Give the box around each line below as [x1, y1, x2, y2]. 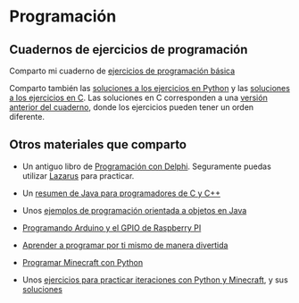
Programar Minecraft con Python [21, 257, 144, 267]
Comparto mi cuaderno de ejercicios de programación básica [9, 65, 236, 76]
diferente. [9, 112, 46, 122]
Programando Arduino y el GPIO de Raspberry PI [21, 222, 202, 233]
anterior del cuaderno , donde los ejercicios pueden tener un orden [9, 102, 254, 113]
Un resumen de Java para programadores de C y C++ [21, 188, 221, 198]
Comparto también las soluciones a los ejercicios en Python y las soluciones [9, 83, 290, 93]
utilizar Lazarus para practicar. [21, 170, 135, 181]
